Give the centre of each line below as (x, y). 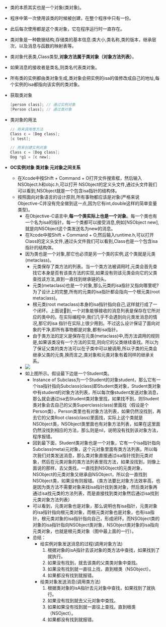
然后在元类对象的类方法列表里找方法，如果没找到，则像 (99, 462)
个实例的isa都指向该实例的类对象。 (46, 84)
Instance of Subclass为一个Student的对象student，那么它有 (95, 380)
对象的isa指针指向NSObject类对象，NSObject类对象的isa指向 (96, 525)
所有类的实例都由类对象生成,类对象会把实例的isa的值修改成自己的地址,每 (85, 78)
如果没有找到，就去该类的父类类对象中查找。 (94, 563)
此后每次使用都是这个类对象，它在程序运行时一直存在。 (67, 29)
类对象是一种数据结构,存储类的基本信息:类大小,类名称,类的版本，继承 (81, 40)
